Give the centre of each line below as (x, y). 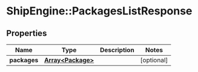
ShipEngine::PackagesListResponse (99, 11)
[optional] (154, 60)
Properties (27, 33)
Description (117, 50)
